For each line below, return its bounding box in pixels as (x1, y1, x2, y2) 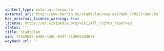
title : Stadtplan (5, 30, 41, 34)
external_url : (5, 12, 34, 17)
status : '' (5, 25, 27, 30)
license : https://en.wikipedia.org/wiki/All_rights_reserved (5, 20, 132, 26)
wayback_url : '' (5, 39, 38, 44)
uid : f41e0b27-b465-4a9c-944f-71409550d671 (5, 34, 95, 39)
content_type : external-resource (5, 7, 73, 12)
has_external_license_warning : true (5, 16, 80, 21)
